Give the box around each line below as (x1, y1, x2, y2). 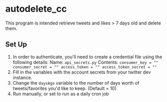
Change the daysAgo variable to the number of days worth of (12, 80, 139, 86)
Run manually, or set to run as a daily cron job (12, 90, 109, 97)
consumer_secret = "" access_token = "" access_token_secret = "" (12, 64, 157, 69)
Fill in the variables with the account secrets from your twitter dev (12, 69, 151, 75)
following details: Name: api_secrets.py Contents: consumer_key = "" (12, 59, 159, 65)
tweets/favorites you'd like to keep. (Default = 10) (12, 85, 116, 91)
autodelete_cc (5, 3, 67, 15)
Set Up (5, 40, 27, 49)
